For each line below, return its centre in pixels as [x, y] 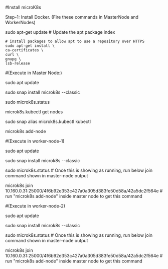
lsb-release [18, 63]
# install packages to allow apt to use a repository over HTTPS [75, 41]
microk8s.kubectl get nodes [34, 112]
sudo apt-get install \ [30, 46]
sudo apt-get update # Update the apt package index [60, 32]
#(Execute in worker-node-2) [35, 206]
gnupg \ [13, 59]
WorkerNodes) [21, 22]
